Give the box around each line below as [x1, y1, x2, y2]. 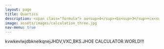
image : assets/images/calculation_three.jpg [5, 20, 97, 26]
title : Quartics [5, 12, 38, 16]
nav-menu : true [5, 25, 36, 30]
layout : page [5, 7, 32, 12]
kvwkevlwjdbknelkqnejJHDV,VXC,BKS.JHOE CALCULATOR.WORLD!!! [5, 38, 144, 44]
